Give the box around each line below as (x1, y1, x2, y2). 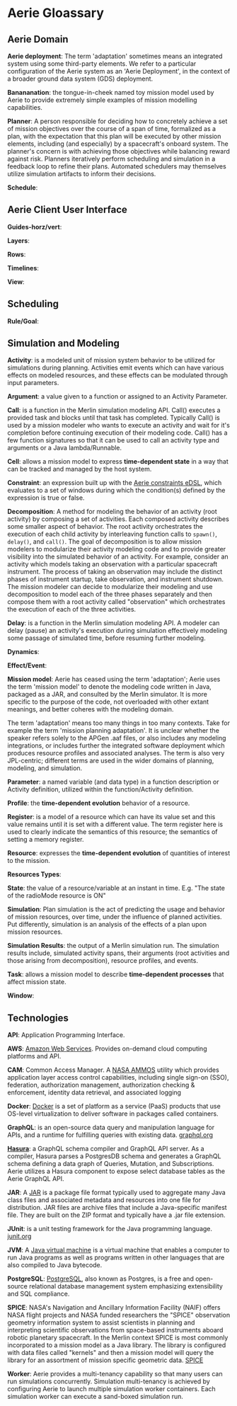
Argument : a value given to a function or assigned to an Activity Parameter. (7, 392, 228, 401)
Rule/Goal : (7, 316, 39, 325)
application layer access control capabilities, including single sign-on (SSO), (7, 1073, 229, 1082)
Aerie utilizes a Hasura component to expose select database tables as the (7, 1167, 225, 1176)
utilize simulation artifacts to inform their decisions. (7, 170, 156, 178)
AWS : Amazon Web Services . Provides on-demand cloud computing (7, 1044, 207, 1053)
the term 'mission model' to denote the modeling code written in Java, (7, 682, 212, 691)
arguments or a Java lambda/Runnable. (7, 444, 122, 452)
